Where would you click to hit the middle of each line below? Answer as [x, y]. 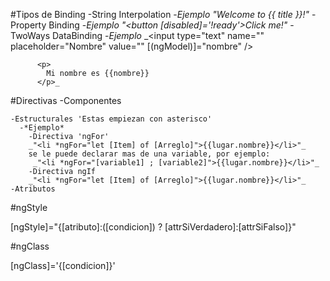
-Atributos [33, 189]
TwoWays [30, 35]
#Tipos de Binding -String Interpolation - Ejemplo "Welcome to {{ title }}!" [160, 14]
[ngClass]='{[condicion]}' [63, 265]
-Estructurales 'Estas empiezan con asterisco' [111, 119]
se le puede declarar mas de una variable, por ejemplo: [149, 154]
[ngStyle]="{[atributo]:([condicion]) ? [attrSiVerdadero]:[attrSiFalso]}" [153, 227]
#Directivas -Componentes [66, 100]
